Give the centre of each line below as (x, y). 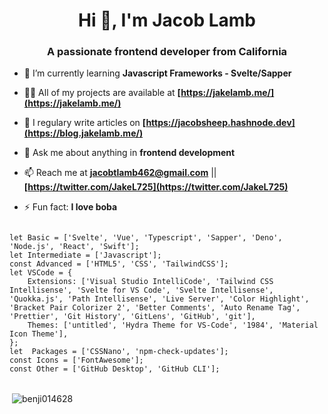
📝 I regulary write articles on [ (85, 123)
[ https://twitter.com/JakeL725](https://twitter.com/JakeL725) (156, 187)
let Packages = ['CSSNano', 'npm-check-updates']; (119, 352)
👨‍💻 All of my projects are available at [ (102, 93)
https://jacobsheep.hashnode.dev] (220, 123)
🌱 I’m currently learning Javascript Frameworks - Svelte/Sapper (157, 73)
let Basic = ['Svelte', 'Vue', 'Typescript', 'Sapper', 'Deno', (146, 238)
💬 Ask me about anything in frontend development (129, 153)
